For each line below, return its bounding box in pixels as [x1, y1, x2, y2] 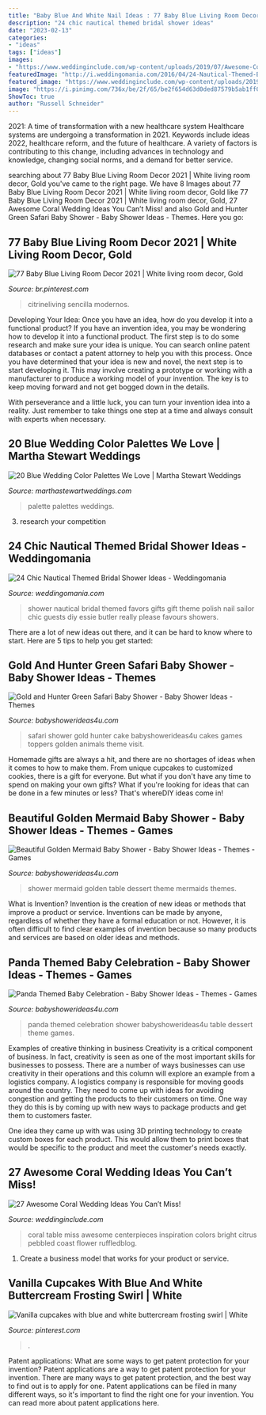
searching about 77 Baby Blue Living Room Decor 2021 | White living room [8, 171, 251, 180]
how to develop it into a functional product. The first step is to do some [8, 332, 240, 341]
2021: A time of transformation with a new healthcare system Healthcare [8, 122, 245, 131]
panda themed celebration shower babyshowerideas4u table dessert [27, 1020, 253, 1029]
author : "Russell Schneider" [8, 100, 104, 108]
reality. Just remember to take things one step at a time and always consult [8, 405, 253, 415]
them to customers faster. [8, 1111, 93, 1120]
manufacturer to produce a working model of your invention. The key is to [8, 374, 249, 383]
